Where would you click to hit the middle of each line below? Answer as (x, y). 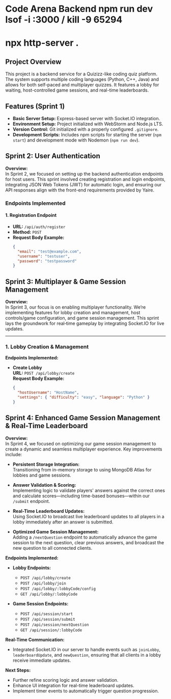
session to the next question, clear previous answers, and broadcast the (88, 542)
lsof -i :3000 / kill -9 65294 (64, 20)
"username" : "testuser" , (44, 256)
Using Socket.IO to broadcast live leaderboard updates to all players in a (88, 516)
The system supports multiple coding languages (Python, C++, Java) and (82, 79)
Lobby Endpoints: (32, 568)
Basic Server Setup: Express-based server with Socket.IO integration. (86, 118)
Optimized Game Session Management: (55, 532)
